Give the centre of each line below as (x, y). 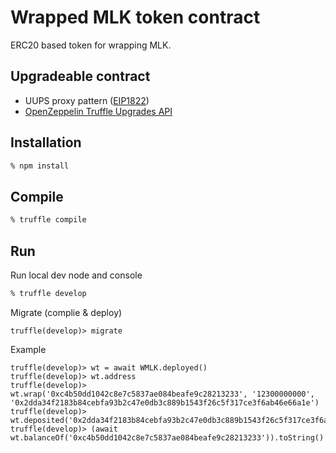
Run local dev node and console (76, 275)
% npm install (40, 166)
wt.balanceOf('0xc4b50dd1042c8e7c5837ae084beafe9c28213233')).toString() (167, 437)
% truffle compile (48, 220)
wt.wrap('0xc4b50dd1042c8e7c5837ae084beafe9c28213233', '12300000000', (162, 394)
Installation (46, 142)
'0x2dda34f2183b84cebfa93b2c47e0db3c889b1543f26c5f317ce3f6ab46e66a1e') (165, 402)
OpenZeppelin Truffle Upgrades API (98, 111)
